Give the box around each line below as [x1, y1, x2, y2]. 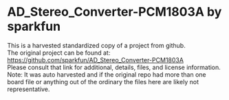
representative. [7, 85, 50, 93]
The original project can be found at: [7, 49, 111, 57]
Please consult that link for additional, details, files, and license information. [7, 63, 221, 71]
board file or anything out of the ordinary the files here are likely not [7, 77, 199, 86]
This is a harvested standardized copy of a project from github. [7, 41, 186, 49]
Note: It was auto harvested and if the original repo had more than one [7, 70, 206, 79]
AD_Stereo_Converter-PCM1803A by [7, 4, 222, 20]
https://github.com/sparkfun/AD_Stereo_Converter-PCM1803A [7, 55, 184, 64]
